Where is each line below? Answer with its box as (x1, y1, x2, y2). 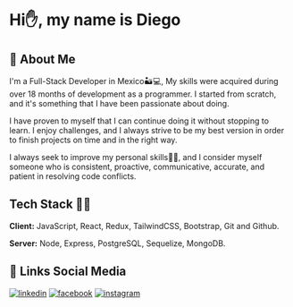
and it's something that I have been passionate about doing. (9, 98, 230, 108)
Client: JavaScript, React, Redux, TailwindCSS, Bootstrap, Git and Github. (9, 220, 280, 231)
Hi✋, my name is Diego (9, 10, 181, 30)
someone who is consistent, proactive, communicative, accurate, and (9, 161, 265, 172)
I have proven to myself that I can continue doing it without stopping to (9, 115, 270, 126)
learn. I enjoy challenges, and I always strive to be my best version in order (9, 125, 284, 135)
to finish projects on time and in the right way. (9, 134, 178, 145)
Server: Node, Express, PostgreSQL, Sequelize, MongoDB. (9, 237, 226, 249)
